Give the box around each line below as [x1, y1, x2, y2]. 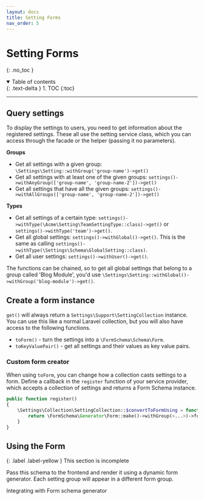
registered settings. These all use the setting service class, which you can [6, 131, 191, 138]
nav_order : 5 [6, 20, 39, 26]
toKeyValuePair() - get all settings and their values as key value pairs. [15, 342, 191, 349]
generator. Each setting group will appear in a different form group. [6, 475, 174, 483]
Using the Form [6, 441, 66, 451]
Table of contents [12, 78, 56, 86]
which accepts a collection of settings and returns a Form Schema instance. [6, 384, 197, 392]
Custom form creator [6, 357, 70, 366]
